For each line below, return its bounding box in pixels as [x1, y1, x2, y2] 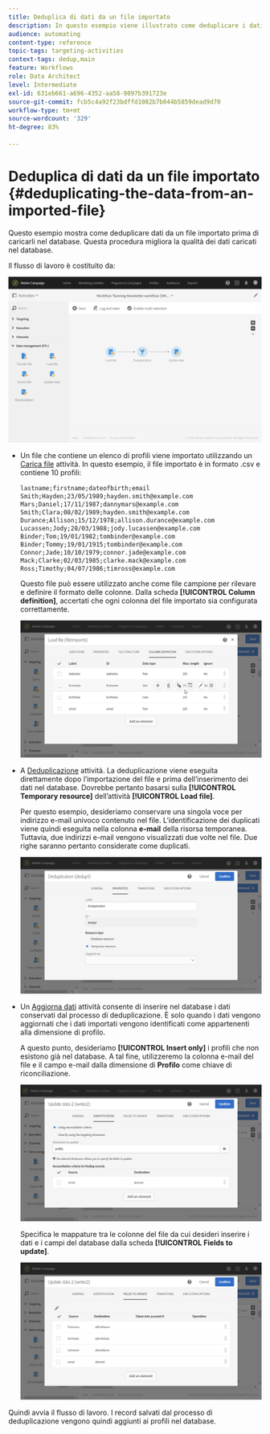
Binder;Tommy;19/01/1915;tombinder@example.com [19, 541, 182, 549]
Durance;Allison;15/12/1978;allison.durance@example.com [19, 517, 215, 525]
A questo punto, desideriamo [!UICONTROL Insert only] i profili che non [19, 1043, 260, 1052]
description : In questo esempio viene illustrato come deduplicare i [8, 21, 247, 30]
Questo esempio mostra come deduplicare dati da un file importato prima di [8, 227, 260, 237]
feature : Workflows [8, 64, 74, 72]
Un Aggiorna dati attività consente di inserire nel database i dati [19, 1002, 231, 1011]
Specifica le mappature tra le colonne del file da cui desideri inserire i [19, 1230, 250, 1239]
